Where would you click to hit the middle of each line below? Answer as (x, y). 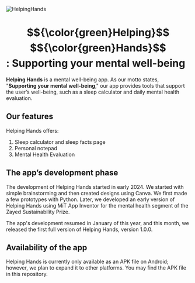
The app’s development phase (62, 173)
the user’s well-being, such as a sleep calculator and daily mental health (93, 92)
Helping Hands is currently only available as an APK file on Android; (87, 262)
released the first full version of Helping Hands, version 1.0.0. (79, 229)
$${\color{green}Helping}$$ (98, 33)
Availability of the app (47, 248)
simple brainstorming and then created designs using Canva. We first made (97, 193)
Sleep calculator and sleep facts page (60, 142)
